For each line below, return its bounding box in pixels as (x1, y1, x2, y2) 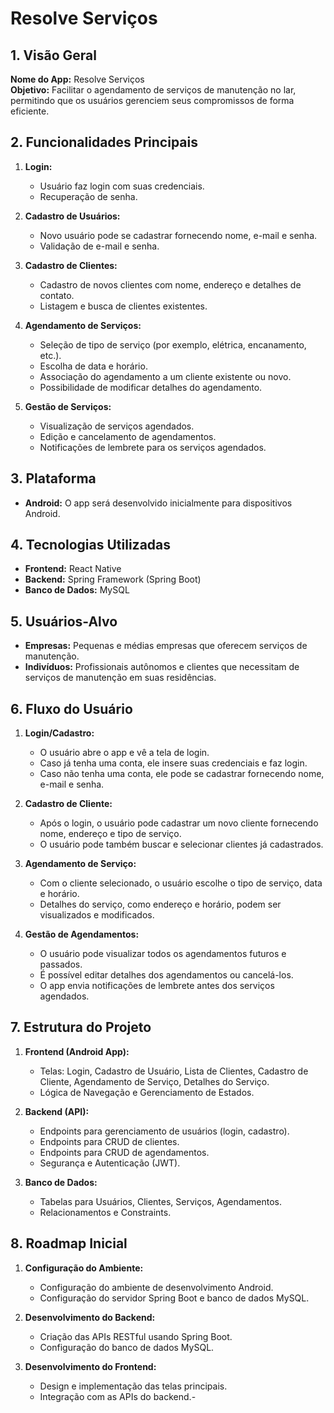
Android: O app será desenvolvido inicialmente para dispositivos (24, 497, 293, 509)
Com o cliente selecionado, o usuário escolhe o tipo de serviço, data (39, 877, 323, 889)
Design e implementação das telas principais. (39, 1380, 228, 1392)
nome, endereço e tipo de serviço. (39, 828, 182, 840)
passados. (39, 958, 83, 971)
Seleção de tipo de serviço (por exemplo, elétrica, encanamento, (39, 338, 307, 351)
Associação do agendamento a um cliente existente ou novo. (39, 370, 292, 382)
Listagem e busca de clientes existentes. (39, 300, 208, 312)
